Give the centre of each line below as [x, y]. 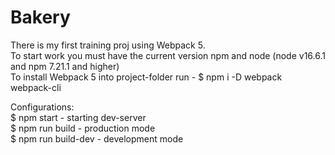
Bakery [40, 17]
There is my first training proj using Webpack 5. [108, 45]
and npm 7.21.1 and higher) [65, 66]
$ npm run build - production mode [83, 128]
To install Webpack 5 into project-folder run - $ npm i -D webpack [146, 77]
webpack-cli [36, 87]
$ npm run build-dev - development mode [97, 138]
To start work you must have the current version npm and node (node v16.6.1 [168, 55]
